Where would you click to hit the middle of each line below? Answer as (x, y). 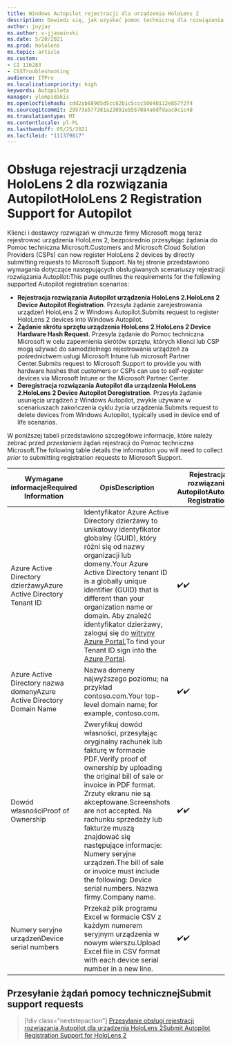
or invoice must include (122, 871)
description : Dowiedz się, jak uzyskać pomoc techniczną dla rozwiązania (116, 20)
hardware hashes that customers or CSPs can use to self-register (110, 371)
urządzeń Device (37, 938)
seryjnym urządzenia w (122, 934)
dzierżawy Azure (37, 585)
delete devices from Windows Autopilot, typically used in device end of (118, 415)
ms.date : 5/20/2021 (35, 39)
